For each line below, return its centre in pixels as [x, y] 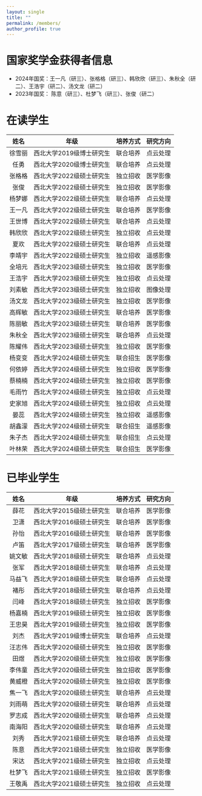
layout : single [25, 12]
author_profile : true [34, 29]
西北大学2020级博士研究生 [72, 164]
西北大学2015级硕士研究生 [72, 511]
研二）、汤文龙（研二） [78, 86]
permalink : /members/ [34, 23]
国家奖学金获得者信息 [60, 61]
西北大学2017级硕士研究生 [72, 545]
